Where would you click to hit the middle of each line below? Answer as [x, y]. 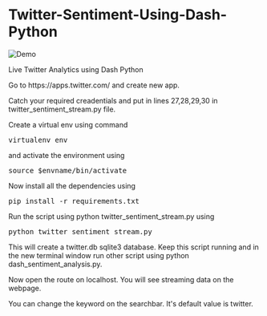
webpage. [25, 288]
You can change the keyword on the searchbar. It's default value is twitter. [131, 303]
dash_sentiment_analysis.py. [55, 264]
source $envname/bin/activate [68, 170]
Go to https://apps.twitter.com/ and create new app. [94, 85]
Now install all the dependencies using [72, 185]
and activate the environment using [67, 155]
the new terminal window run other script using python [99, 255]
